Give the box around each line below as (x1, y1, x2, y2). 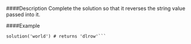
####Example (6, 23, 40, 29)
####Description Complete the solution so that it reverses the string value (6, 5, 186, 12)
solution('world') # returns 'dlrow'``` (6, 34, 107, 39)
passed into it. (6, 11, 41, 18)
